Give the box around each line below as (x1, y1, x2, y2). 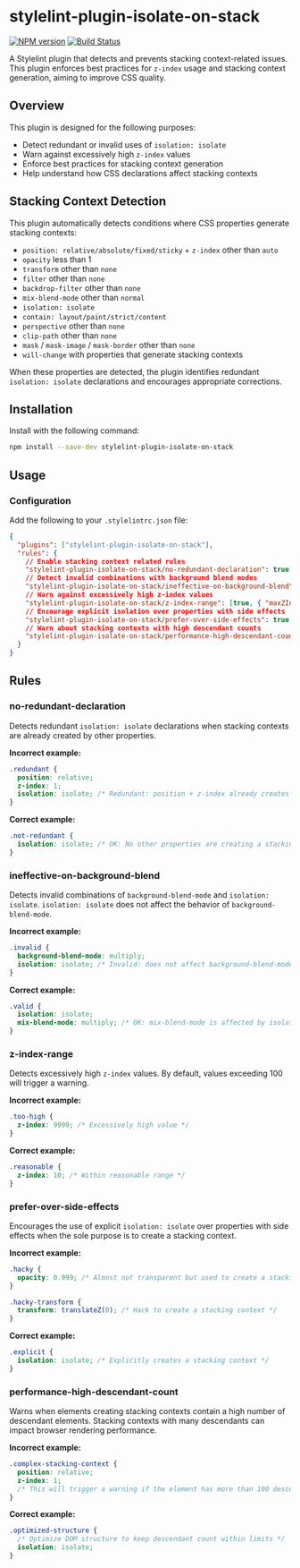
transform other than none (21, 263, 118, 274)
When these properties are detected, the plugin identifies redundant (9, 366, 260, 377)
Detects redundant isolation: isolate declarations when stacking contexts (9, 720, 289, 731)
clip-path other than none (21, 329, 118, 341)
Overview (9, 98, 65, 114)
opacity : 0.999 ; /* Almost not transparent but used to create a (17, 1273, 266, 1282)
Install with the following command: (9, 425, 140, 436)
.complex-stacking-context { (9, 1460, 118, 1469)
